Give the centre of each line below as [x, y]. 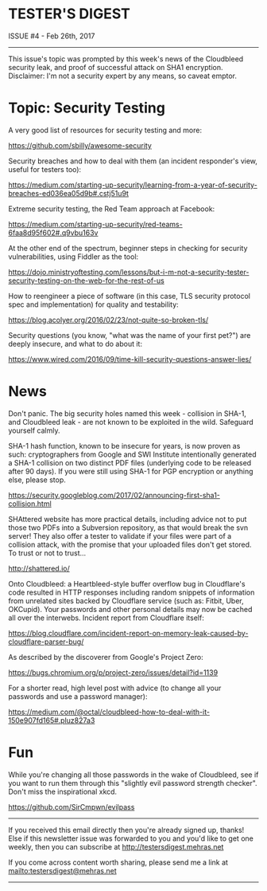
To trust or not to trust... [47, 553]
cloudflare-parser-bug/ [46, 642]
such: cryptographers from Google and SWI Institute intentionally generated [132, 454]
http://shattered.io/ [39, 568]
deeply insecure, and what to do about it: [75, 343]
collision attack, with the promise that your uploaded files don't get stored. [130, 544]
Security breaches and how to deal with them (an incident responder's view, [133, 161]
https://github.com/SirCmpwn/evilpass [72, 807]
